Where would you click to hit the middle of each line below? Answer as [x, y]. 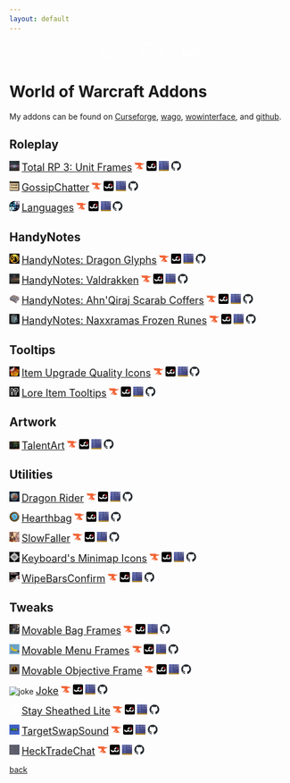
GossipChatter [55, 188]
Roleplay [34, 144]
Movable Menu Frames [75, 651]
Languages [47, 208]
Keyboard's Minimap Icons [84, 558]
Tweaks [32, 608]
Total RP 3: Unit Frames [77, 168]
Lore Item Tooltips [64, 393]
